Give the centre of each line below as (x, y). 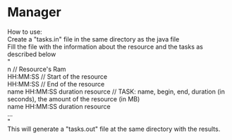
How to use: (25, 32)
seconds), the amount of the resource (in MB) (74, 98)
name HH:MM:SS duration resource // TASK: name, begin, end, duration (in (116, 91)
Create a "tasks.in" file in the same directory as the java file (93, 39)
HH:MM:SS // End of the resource (56, 84)
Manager (34, 12)
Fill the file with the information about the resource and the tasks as (105, 46)
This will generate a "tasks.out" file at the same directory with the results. (114, 129)
